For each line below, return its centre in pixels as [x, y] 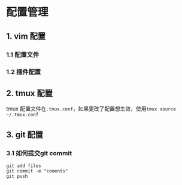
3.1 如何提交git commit [39, 153]
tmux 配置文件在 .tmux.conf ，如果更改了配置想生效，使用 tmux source [91, 109]
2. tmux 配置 [29, 93]
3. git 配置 [25, 135]
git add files [24, 166]
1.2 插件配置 [24, 72]
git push [17, 176]
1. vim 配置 [26, 36]
